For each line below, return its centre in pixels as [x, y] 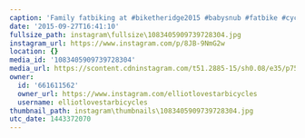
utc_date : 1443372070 [50, 119]
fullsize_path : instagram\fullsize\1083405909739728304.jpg [126, 34]
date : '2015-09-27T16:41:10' [64, 26]
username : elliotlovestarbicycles [83, 102]
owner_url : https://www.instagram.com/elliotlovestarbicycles [138, 94]
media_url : [30, 69]
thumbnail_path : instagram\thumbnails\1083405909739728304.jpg [132, 111]
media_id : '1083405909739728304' [73, 60]
